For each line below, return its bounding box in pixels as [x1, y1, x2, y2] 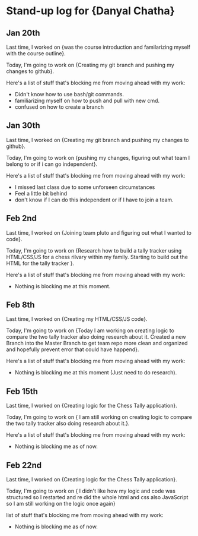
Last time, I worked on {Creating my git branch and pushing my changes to [6, 136, 189, 143]
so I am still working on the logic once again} [6, 500, 116, 507]
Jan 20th [6, 28, 40, 38]
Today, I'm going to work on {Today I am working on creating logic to [6, 327, 175, 334]
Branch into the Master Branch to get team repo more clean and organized [6, 340, 188, 347]
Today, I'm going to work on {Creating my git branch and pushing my [6, 61, 175, 68]
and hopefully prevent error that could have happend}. [6, 346, 139, 353]
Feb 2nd [6, 213, 37, 223]
